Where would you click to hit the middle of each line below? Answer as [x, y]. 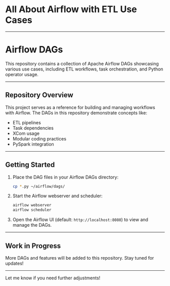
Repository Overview [39, 95]
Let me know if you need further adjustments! [53, 278]
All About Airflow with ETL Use [71, 9]
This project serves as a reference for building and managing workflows [80, 107]
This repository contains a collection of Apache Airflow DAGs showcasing [82, 63]
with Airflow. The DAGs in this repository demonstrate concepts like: [76, 113]
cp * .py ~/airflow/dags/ [39, 186]
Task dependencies [33, 128]
